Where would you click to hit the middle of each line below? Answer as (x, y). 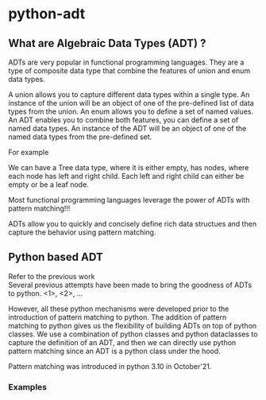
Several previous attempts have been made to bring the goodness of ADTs (130, 285)
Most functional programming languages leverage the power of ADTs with (129, 200)
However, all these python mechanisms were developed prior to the (119, 309)
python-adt (47, 14)
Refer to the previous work (52, 276)
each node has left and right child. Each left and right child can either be (126, 176)
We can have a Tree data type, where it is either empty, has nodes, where (129, 167)
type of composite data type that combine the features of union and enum (129, 71)
